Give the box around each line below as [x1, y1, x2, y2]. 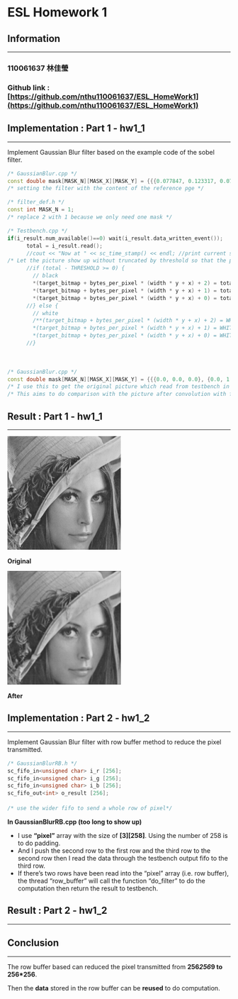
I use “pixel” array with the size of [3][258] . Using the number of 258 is [17, 831, 228, 839]
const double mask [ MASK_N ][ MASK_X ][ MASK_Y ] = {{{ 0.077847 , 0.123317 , [7, 177, 217, 184]
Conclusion [7, 937, 59, 949]
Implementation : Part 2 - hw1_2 [7, 712, 150, 724]
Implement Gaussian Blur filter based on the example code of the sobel [7, 148, 215, 156]
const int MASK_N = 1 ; [7, 206, 74, 214]
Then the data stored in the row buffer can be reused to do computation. [7, 983, 221, 992]
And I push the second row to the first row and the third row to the [17, 846, 211, 855]
